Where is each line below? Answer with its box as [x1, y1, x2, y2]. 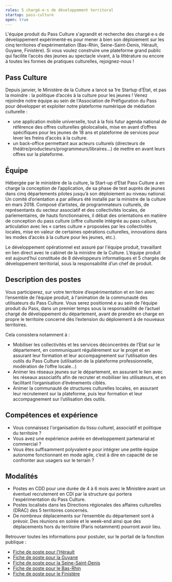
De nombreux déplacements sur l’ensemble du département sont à [12, 513, 154, 519]
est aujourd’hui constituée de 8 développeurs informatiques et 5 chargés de [5, 255, 166, 261]
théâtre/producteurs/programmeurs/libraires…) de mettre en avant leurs [12, 146, 165, 152]
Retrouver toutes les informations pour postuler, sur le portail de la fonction [5, 534, 164, 540]
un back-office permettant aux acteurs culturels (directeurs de [12, 141, 145, 147]
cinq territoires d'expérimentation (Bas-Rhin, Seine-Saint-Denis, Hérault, [5, 42, 159, 48]
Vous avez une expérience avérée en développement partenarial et [12, 435, 155, 441]
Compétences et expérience [5, 411, 98, 419]
